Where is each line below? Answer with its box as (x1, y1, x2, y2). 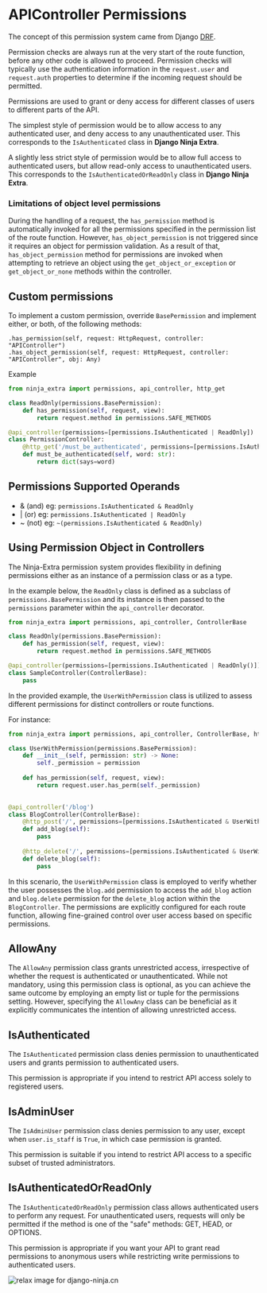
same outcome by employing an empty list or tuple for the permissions (8, 988, 240, 998)
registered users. (8, 1081, 64, 1091)
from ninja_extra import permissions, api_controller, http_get (8, 385, 226, 393)
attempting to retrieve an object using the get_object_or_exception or (8, 258, 236, 268)
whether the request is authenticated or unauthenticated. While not (8, 972, 228, 981)
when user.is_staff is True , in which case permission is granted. (8, 1134, 222, 1144)
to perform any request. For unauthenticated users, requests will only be (8, 1210, 246, 1220)
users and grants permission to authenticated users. (8, 1058, 180, 1067)
